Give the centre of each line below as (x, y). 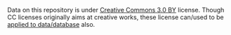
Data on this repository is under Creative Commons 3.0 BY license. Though (116, 10)
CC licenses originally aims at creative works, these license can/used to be (116, 17)
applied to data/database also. (51, 24)
